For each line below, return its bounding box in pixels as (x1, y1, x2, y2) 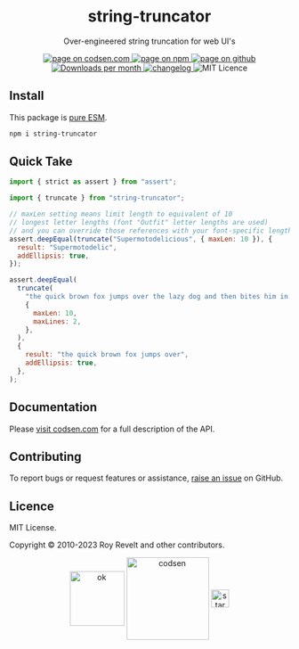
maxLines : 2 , (32, 316, 82, 326)
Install (9, 88, 44, 103)
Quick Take (9, 154, 73, 169)
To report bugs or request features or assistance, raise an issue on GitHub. (9, 472, 284, 483)
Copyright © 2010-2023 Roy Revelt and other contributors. (9, 539, 225, 550)
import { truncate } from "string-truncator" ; (9, 193, 185, 202)
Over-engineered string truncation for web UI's (63, 36, 236, 46)
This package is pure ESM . (9, 111, 108, 122)
